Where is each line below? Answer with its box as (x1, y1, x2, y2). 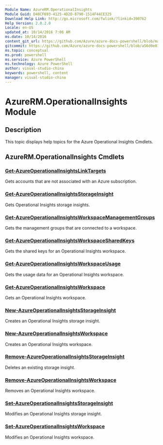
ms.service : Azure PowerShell (5, 57, 66, 62)
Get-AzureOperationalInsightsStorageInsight (5, 191, 114, 197)
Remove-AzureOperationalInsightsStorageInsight (5, 353, 125, 360)
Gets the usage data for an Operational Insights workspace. (5, 271, 124, 277)
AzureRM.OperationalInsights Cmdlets (5, 153, 125, 161)
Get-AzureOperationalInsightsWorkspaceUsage (5, 260, 121, 267)
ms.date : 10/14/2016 (5, 35, 47, 39)
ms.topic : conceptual (5, 48, 49, 53)
